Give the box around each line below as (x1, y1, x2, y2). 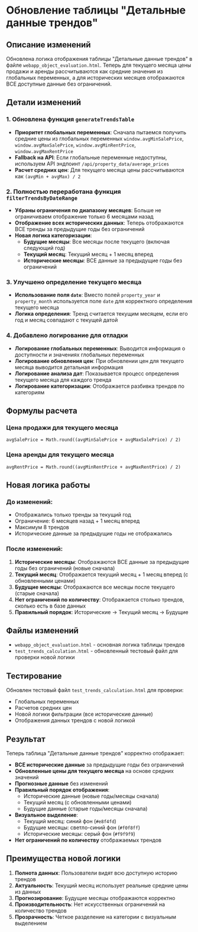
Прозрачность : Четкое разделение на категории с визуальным (14, 913, 176, 920)
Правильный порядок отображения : (14, 786, 110, 793)
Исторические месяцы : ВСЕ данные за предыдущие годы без (23, 256, 182, 264)
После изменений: (6, 545, 63, 553)
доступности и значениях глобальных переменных (14, 351, 145, 358)
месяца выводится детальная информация (14, 363, 124, 371)
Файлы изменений (6, 625, 79, 635)
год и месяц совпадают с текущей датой (14, 317, 118, 324)
